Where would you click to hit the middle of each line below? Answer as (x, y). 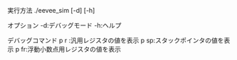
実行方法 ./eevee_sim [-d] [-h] (51, 10)
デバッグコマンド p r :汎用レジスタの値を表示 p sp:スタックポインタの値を (116, 40)
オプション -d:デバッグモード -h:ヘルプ (64, 25)
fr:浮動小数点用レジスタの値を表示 (71, 49)
